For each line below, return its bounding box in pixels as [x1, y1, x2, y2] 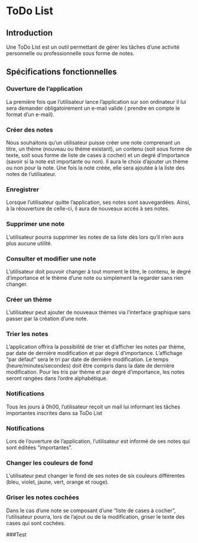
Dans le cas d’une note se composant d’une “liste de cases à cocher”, [6, 507, 176, 514]
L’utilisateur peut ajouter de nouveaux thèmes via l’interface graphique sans [6, 309, 191, 316]
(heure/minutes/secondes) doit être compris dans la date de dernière [6, 362, 174, 369]
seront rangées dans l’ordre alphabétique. [6, 375, 108, 382]
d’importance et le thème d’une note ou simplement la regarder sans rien [6, 274, 184, 281]
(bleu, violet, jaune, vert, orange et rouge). [6, 478, 109, 485]
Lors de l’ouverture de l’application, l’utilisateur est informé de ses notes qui [6, 437, 190, 445]
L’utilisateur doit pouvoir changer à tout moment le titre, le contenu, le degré [6, 268, 191, 275]
